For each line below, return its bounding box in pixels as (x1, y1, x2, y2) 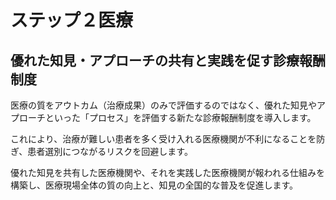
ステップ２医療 (10, 9, 134, 32)
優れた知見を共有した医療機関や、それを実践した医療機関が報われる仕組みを (10, 167, 325, 178)
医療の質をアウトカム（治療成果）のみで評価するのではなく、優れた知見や (10, 99, 317, 111)
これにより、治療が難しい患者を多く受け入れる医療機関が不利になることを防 (10, 133, 326, 145)
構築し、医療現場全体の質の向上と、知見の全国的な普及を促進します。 (10, 179, 299, 191)
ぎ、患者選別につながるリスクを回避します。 (10, 146, 193, 157)
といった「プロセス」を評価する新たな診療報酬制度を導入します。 (44, 112, 317, 123)
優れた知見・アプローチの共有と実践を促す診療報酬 (10, 52, 326, 69)
